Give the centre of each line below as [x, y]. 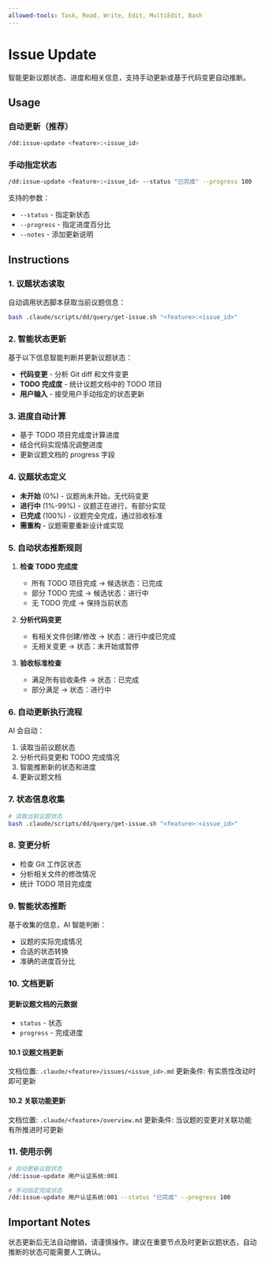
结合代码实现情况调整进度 [61, 445]
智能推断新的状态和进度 [58, 767]
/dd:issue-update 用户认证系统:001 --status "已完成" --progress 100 [119, 1198]
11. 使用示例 [30, 1152]
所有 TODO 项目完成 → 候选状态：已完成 [97, 584]
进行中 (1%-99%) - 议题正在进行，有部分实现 [93, 505]
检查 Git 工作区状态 [50, 863]
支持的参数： [29, 198]
